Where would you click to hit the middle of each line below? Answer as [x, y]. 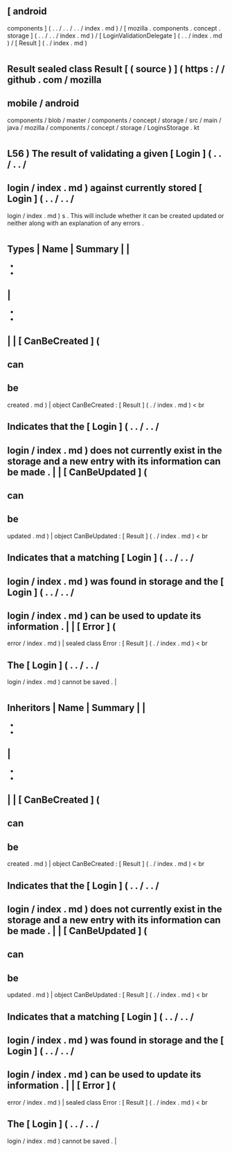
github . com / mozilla [54, 80]
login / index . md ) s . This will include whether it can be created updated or [116, 215]
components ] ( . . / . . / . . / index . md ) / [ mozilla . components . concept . [114, 28]
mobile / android [43, 103]
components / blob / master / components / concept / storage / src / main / [114, 120]
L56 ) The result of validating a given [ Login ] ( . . [114, 153]
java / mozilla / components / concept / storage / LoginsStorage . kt [103, 127]
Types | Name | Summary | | [69, 249]
